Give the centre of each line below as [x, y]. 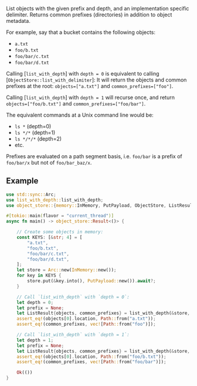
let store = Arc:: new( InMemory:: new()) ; [67, 270]
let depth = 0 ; [35, 302]
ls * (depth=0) [33, 126]
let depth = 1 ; [35, 340]
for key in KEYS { [39, 276]
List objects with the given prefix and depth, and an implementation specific [98, 8]
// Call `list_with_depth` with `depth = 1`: [73, 335]
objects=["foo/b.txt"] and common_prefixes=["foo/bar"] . [76, 104]
